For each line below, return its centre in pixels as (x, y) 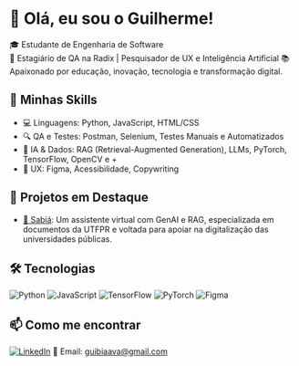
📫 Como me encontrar (75, 324)
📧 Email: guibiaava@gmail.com (110, 351)
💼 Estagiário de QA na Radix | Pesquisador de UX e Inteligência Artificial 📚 (149, 58)
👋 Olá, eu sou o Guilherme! (112, 19)
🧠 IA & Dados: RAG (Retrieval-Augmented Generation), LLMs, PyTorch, (155, 149)
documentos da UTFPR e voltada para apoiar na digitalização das (145, 229)
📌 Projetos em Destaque (79, 198)
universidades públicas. (67, 239)
